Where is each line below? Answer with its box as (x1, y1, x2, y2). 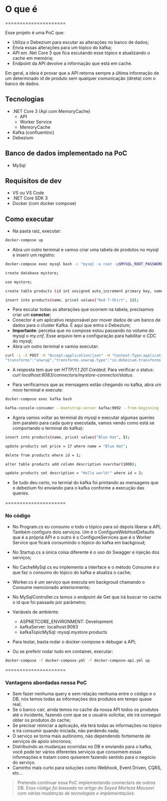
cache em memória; (12, 55, 54, 61)
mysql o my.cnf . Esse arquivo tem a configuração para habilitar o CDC (12, 333, 157, 339)
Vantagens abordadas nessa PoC (5, 679, 87, 686)
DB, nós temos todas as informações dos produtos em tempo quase (12, 696, 152, 702)
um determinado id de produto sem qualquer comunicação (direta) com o (5, 75, 156, 81)
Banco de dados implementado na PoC (5, 149, 128, 158)
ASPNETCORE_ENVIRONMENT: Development (19, 618, 113, 624)
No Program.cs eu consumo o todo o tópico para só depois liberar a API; (12, 523, 162, 529)
